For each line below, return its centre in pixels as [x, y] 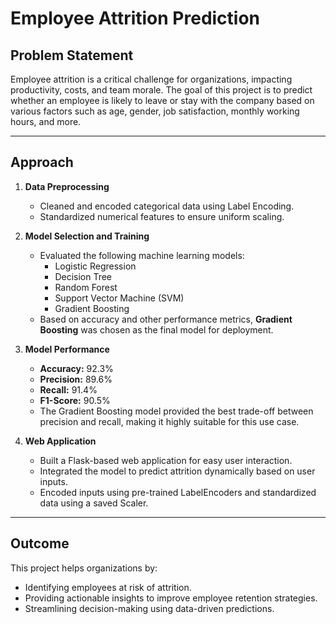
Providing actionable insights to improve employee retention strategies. [171, 598]
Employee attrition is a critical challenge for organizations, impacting [151, 79]
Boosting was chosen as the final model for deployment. [156, 329]
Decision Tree [83, 276]
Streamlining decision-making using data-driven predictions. [149, 608]
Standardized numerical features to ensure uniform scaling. [162, 216]
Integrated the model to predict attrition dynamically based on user [177, 471]
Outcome [40, 543]
